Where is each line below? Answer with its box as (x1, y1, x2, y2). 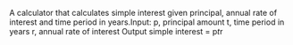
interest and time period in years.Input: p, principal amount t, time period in (9, 17, 285, 27)
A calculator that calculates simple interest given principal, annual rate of (9, 8, 278, 18)
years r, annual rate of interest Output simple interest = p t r (9, 26, 223, 36)
